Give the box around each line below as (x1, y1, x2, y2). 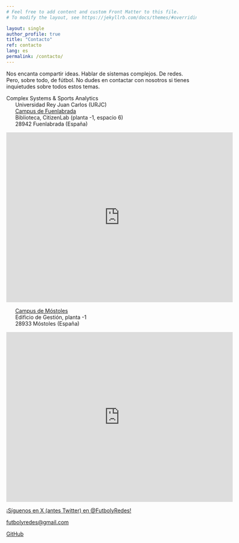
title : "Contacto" (6, 37, 53, 43)
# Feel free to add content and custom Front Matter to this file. (6, 8, 180, 15)
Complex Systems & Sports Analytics (6, 94, 98, 101)
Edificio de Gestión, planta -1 (14, 313, 87, 321)
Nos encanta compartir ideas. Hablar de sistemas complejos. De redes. (6, 70, 183, 77)
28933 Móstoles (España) (14, 320, 80, 327)
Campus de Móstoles (14, 307, 68, 314)
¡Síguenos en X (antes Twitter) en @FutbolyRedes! (6, 507, 132, 514)
